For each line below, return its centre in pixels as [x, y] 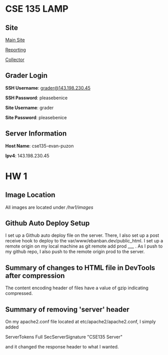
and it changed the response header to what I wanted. [62, 347]
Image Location [30, 195]
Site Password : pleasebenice [36, 117]
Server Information [36, 134]
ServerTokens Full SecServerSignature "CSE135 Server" [64, 337]
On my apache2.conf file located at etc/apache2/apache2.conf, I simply [81, 322]
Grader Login [26, 76]
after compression [35, 276]
